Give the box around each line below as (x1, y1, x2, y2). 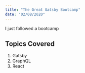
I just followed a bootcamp (5, 25, 59, 31)
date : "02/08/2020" (5, 12, 45, 17)
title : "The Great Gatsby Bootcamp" (5, 7, 81, 12)
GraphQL (12, 58, 31, 64)
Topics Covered (5, 39, 55, 48)
